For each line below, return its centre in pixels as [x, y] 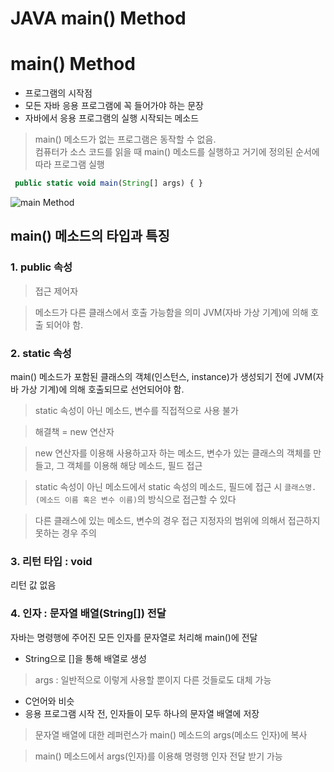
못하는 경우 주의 [65, 533]
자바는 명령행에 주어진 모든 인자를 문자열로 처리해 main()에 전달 [134, 637]
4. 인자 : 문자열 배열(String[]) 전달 [88, 614]
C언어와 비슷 [49, 701]
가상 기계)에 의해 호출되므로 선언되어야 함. [102, 389]
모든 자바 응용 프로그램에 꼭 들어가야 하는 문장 [114, 106]
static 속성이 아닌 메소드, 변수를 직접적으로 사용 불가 [136, 410]
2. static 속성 [41, 353]
